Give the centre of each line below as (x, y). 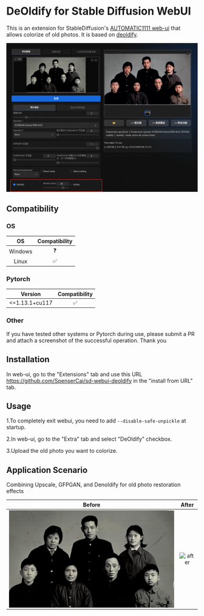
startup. (16, 427)
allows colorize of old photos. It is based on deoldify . (72, 34)
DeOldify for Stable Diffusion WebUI (99, 11)
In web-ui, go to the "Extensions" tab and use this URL (74, 374)
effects (15, 491)
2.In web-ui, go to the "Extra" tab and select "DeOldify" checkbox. (89, 439)
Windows (21, 251)
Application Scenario (47, 470)
